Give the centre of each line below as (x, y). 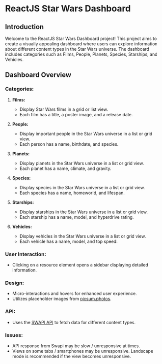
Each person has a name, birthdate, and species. (69, 144)
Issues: (14, 335)
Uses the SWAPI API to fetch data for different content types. (74, 322)
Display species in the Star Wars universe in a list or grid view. (82, 187)
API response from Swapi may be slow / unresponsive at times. (76, 346)
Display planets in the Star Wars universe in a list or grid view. (82, 163)
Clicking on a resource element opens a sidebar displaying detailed (80, 265)
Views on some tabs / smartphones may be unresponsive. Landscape (83, 351)
